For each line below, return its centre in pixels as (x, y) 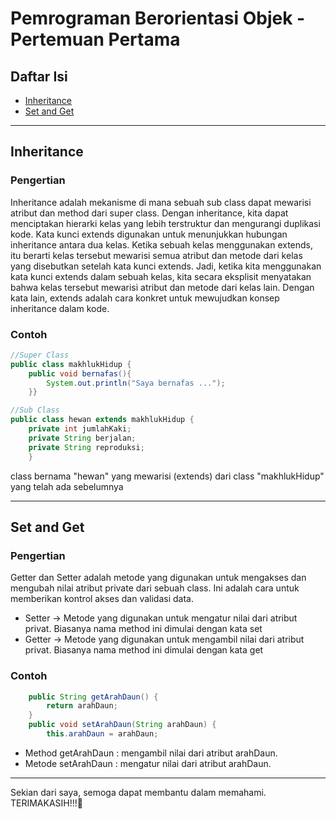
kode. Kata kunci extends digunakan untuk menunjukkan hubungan (149, 234)
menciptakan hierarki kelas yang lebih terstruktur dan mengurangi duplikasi (165, 223)
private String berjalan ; (82, 438)
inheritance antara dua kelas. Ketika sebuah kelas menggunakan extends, (162, 244)
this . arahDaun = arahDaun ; (102, 734)
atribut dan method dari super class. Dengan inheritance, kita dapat (149, 213)
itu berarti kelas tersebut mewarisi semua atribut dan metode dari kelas (156, 255)
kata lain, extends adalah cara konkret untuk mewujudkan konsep (145, 298)
